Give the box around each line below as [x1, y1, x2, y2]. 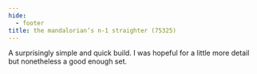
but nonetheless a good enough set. [8, 56, 128, 66]
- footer [15, 19, 45, 27]
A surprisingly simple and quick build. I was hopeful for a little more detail [8, 49, 250, 58]
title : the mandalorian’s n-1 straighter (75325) [8, 26, 177, 34]
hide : [8, 11, 26, 20]
